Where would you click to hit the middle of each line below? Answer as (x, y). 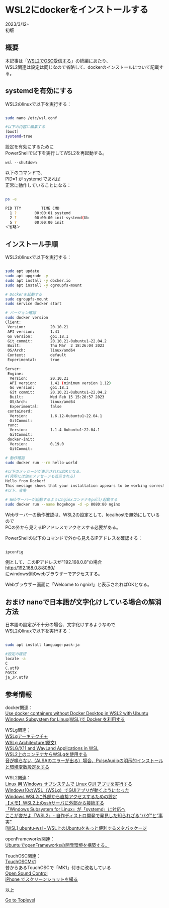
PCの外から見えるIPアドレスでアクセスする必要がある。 (63, 527)
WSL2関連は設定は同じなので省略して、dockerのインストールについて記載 (82, 67)
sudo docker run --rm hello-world (41, 463)
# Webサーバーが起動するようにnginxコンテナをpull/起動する (61, 499)
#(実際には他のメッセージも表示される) (40, 476)
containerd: (20, 411)
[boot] (12, 132)
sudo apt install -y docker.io (38, 280)
